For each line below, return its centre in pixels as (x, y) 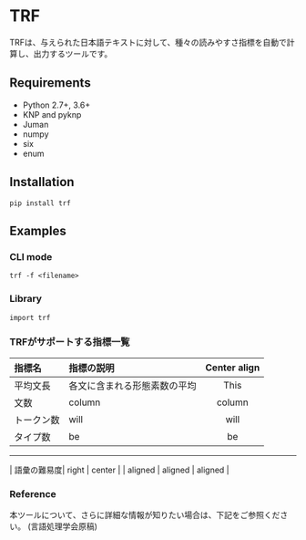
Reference (33, 493)
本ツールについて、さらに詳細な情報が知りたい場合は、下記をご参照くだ (145, 515)
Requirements (50, 83)
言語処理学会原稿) (64, 526)
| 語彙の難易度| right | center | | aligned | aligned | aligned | (119, 470)
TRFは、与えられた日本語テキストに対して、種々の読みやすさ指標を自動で (148, 42)
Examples (38, 230)
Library (26, 299)
